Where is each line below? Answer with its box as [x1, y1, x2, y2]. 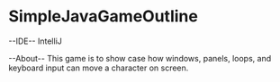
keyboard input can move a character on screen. [8, 62, 189, 73]
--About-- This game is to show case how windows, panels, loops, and [8, 53, 272, 63]
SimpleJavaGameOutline [8, 6, 199, 27]
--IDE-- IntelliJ [8, 36, 62, 46]
